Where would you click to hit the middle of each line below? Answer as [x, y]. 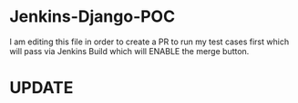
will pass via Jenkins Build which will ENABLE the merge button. [129, 51]
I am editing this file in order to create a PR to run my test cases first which [149, 42]
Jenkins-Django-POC [92, 17]
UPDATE [41, 88]
